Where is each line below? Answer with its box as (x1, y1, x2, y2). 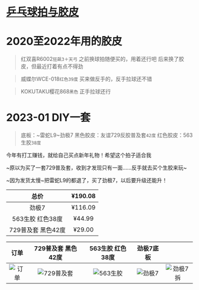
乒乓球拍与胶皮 (6, 5, 79, 19)
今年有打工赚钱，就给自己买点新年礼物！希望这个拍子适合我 (6, 152, 152, 159)
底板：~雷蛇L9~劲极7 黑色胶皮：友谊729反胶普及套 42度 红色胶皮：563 (20, 131, 193, 139)
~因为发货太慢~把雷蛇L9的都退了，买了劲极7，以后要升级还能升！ (6, 177, 168, 184)
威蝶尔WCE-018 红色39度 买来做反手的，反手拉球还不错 (20, 75, 152, 83)
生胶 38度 (20, 139, 41, 146)
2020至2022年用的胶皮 (6, 35, 123, 48)
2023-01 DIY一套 (6, 111, 91, 124)
